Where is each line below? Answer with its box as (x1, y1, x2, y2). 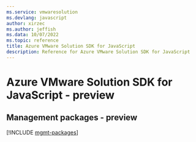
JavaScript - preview (6, 88, 115, 102)
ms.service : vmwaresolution (6, 9, 78, 15)
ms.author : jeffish (6, 26, 56, 32)
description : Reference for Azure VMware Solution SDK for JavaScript (6, 49, 190, 55)
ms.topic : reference (6, 37, 59, 43)
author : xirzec (6, 20, 45, 26)
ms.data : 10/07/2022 (6, 32, 59, 38)
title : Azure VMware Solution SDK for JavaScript (6, 43, 136, 50)
